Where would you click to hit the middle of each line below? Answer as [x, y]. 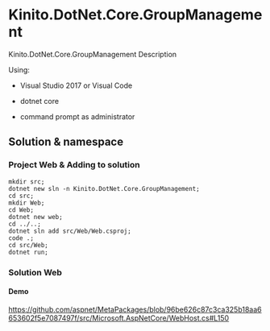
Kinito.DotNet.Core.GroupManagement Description [93, 54]
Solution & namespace [66, 142]
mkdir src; [27, 182]
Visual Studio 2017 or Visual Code [76, 85]
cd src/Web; [28, 245]
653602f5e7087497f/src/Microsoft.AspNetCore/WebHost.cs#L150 [119, 318]
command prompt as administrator [77, 116]
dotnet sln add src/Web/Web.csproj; [70, 231]
